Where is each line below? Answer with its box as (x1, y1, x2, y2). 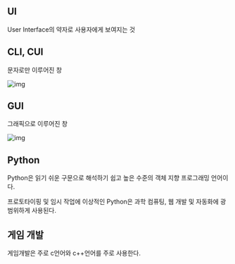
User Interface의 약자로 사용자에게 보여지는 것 (7, 25, 136, 34)
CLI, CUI (7, 46, 44, 58)
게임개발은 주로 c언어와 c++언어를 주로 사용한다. (7, 249, 141, 258)
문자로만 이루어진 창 (7, 65, 62, 74)
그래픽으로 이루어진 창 (7, 120, 68, 128)
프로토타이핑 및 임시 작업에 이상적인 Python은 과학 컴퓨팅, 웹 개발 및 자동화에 (7, 197, 220, 206)
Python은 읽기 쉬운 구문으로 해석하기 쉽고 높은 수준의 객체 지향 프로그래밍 (7, 174, 210, 182)
